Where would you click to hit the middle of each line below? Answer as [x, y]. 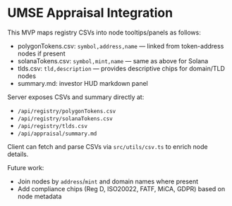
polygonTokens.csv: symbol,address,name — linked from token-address [121, 46]
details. [18, 154]
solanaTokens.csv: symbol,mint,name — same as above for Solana [113, 60]
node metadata [39, 196]
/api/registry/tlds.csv [53, 126]
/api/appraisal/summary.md [57, 134]
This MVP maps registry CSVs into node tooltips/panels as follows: [104, 32]
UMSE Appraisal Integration [90, 13]
